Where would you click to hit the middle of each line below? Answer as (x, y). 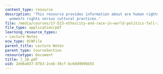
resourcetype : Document (29, 55)
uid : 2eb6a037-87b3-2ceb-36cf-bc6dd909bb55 (50, 64)
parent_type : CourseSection (33, 50)
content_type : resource (29, 9)
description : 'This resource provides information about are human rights (82, 14)
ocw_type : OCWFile (24, 41)
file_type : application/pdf (33, 28)
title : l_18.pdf (21, 59)
